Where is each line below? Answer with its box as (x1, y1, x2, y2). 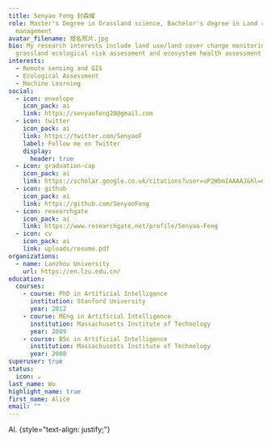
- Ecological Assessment (15, 72, 99, 80)
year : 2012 (29, 305, 67, 313)
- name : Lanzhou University (15, 259, 110, 267)
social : (8, 86, 35, 95)
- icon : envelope (15, 95, 74, 103)
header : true (29, 154, 74, 162)
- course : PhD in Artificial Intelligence (23, 290, 168, 298)
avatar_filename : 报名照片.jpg (8, 34, 109, 43)
